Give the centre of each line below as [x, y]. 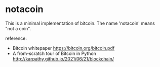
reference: [16, 38]
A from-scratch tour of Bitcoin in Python [54, 53]
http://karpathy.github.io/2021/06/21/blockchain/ [63, 58]
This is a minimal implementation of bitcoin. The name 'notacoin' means [80, 23]
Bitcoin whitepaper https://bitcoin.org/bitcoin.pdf [64, 48]
